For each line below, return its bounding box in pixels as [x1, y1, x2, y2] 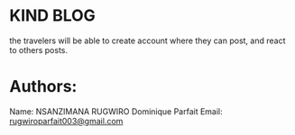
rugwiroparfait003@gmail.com [9, 115, 124, 126]
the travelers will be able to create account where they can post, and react [9, 35, 286, 46]
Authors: [9, 76, 78, 97]
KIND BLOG [9, 5, 97, 26]
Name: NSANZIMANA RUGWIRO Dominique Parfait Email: [9, 105, 223, 117]
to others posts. [9, 44, 69, 55]
